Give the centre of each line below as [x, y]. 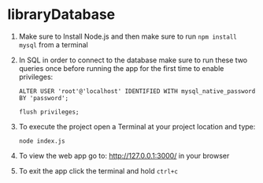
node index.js [42, 141]
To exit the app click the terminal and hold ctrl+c [98, 170]
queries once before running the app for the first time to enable [121, 68]
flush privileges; [49, 112]
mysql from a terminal [53, 44]
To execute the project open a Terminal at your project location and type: [137, 126]
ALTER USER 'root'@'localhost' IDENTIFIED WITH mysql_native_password [137, 91]
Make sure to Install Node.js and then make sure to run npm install [128, 36]
